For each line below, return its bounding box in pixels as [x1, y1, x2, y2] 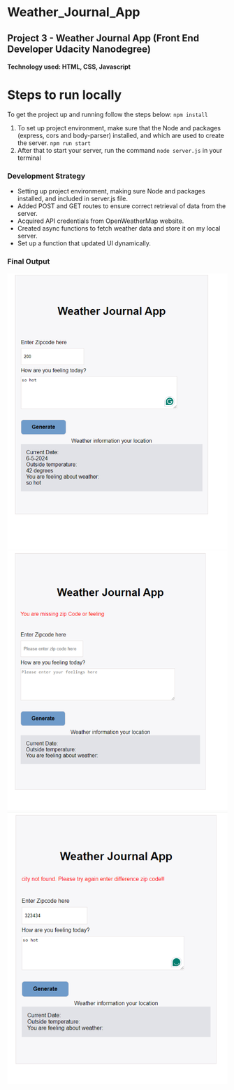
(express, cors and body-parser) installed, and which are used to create [17, 131, 225, 140]
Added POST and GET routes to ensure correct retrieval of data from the [17, 202, 226, 210]
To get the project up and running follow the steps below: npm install [7, 110, 208, 119]
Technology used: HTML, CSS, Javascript [7, 62, 131, 71]
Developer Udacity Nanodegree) [7, 43, 152, 55]
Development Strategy [7, 171, 86, 181]
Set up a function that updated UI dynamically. [17, 239, 152, 247]
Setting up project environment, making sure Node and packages [17, 187, 205, 196]
